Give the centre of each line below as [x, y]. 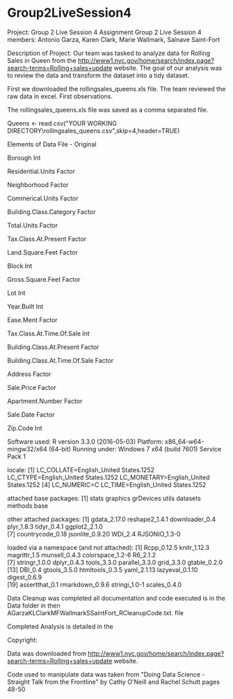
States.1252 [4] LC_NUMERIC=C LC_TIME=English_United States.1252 [107, 484]
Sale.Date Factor [31, 414]
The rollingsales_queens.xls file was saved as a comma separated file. [108, 110]
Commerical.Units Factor [43, 198]
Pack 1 [17, 456]
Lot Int [16, 293]
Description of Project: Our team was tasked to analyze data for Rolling [109, 53]
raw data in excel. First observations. [60, 96]
